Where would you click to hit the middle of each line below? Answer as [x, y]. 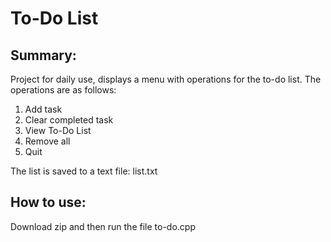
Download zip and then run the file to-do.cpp [103, 226]
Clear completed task [69, 120]
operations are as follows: [63, 90]
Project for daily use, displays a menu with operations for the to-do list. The [166, 79]
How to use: [48, 202]
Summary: [43, 55]
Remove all [47, 141]
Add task [43, 109]
